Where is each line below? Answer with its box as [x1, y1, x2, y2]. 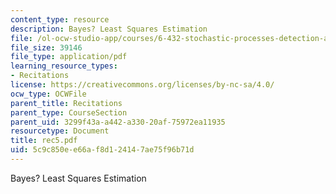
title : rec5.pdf [10, 136, 78, 146]
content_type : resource [10, 14, 110, 25]
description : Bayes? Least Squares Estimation [10, 24, 208, 34]
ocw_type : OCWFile [10, 89, 87, 99]
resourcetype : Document [10, 126, 110, 136]
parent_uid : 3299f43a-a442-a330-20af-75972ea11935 [10, 117, 226, 127]
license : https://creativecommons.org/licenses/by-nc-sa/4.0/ [10, 80, 275, 90]
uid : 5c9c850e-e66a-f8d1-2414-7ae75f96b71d [10, 145, 195, 155]
